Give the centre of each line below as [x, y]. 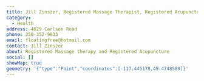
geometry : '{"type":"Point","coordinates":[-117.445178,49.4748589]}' [97, 69]
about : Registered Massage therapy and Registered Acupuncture [88, 52]
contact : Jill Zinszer [35, 46]
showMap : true [24, 63]
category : [19, 18]
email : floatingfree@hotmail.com [49, 40]
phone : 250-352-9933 [32, 35]
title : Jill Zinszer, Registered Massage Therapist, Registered [89, 12]
